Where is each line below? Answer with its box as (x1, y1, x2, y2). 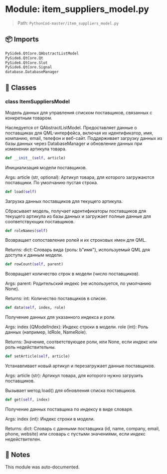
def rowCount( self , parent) (5, 262, 64, 267)
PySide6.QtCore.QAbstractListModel (5, 51, 79, 56)
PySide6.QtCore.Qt (5, 55, 43, 60)
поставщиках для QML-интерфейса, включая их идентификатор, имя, (5, 130, 154, 136)
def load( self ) (5, 189, 37, 194)
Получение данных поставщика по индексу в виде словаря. (5, 406, 134, 412)
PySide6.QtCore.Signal (5, 65, 52, 70)
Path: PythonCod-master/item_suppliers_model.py (17, 20, 119, 26)
